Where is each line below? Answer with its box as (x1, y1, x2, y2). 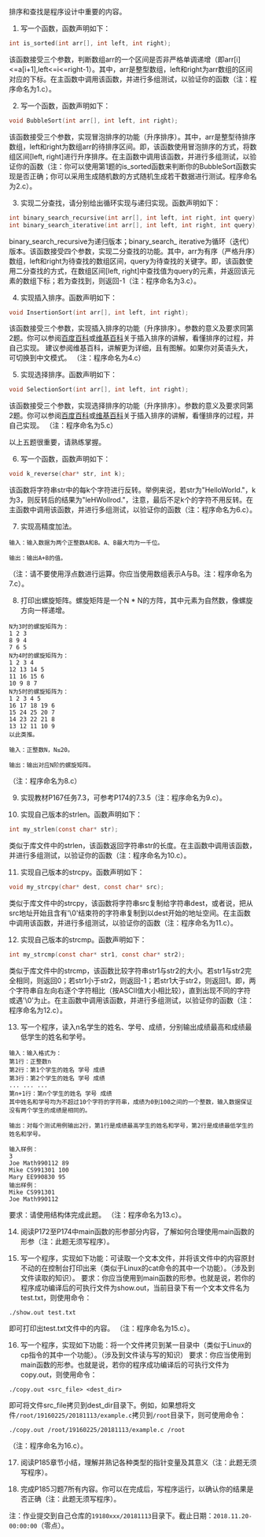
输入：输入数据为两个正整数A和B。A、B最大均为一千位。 (9, 539, 164, 547)
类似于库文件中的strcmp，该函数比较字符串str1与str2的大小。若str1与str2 (9, 966, 245, 975)
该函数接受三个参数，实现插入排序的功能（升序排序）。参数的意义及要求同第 (9, 323, 254, 333)
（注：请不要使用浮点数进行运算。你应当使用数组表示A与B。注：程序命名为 (9, 569, 252, 578)
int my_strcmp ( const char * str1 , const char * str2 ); (9, 950, 186, 959)
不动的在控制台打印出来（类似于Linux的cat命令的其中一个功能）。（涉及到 (20, 1263, 255, 1273)
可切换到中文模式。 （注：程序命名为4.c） (9, 353, 145, 363)
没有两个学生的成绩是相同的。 (9, 1106, 91, 1114)
